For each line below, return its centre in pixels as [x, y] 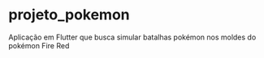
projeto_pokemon [69, 15]
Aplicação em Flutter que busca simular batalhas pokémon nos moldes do [132, 37]
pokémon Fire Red [39, 45]
